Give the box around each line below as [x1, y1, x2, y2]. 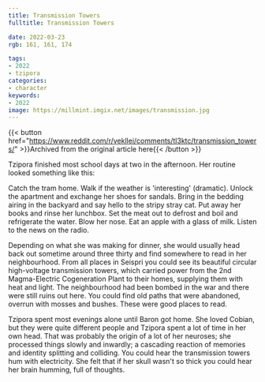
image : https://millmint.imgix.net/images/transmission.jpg [8, 106, 211, 114]
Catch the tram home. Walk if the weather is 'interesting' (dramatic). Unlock [8, 183, 254, 193]
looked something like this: [8, 168, 95, 178]
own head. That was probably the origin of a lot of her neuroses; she [8, 331, 231, 341]
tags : [8, 54, 26, 63]
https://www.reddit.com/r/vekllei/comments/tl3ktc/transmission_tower [28, 136, 257, 146]
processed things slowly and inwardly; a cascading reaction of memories [8, 340, 246, 350]
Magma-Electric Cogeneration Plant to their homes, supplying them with [8, 274, 243, 284]
